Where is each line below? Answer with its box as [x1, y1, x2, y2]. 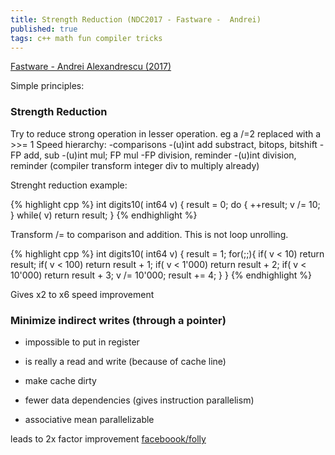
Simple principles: [10, 80, 85, 92]
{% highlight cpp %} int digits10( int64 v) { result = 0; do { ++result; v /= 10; [10, 198, 321, 210]
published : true [10, 24, 78, 34]
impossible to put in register [24, 336, 140, 348]
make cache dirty [24, 374, 97, 386]
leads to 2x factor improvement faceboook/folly [10, 432, 207, 445]
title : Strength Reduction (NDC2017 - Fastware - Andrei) [10, 14, 262, 25]
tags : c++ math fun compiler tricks [10, 33, 163, 43]
